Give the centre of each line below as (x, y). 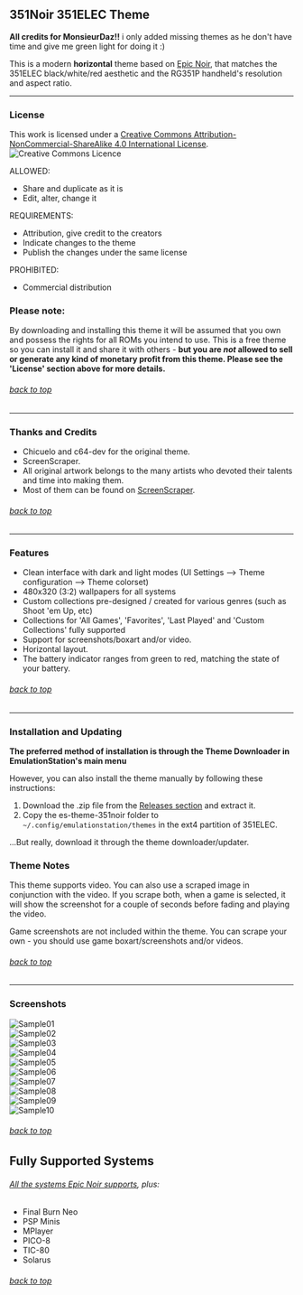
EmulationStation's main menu (68, 760)
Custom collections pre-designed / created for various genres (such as (154, 601)
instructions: (32, 787)
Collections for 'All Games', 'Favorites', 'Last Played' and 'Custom (143, 620)
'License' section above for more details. (87, 368)
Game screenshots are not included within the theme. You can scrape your (148, 932)
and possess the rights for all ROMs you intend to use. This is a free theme (148, 340)
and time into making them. (73, 480)
